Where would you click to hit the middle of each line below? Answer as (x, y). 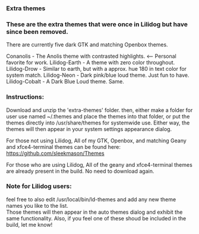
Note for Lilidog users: (39, 186)
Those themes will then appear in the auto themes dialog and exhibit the (94, 212)
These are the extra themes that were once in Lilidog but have (97, 24)
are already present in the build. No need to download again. (80, 171)
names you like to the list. (37, 205)
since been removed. (37, 32)
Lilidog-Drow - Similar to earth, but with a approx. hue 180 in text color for (97, 69)
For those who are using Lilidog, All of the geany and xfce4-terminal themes (99, 164)
